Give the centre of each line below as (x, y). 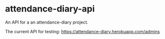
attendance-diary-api (50, 9)
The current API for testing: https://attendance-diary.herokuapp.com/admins (82, 31)
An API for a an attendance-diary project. (47, 22)
